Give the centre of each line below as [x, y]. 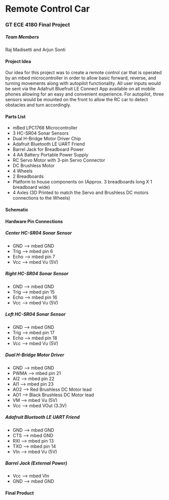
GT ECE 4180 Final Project [38, 25]
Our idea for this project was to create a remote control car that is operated [83, 73]
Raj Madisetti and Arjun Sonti [35, 50]
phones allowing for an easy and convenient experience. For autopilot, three [85, 94]
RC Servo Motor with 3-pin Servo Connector [59, 160]
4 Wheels [23, 171]
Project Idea [18, 61]
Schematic [17, 210]
